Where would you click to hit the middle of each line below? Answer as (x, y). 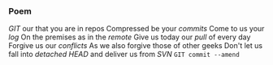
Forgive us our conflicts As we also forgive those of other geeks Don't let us (135, 46)
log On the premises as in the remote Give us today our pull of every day (130, 37)
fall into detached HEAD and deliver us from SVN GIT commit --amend (124, 55)
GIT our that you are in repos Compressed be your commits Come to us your (136, 29)
